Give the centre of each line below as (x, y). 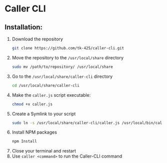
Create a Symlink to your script (44, 114)
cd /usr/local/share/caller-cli (45, 85)
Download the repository (37, 39)
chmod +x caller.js (32, 104)
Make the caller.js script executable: (51, 95)
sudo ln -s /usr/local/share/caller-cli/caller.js (66, 123)
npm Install (24, 142)
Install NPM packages (34, 132)
